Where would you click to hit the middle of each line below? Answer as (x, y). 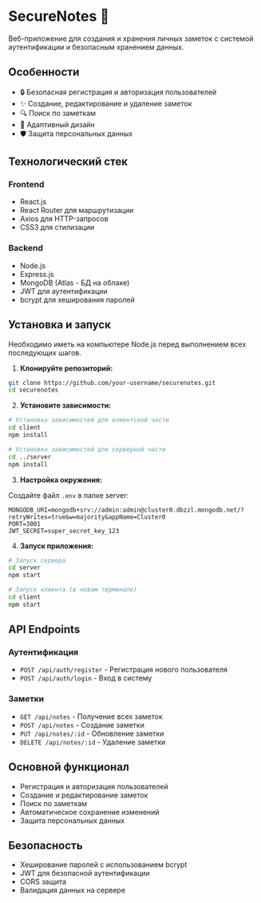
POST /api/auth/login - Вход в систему (86, 678)
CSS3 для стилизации (57, 227)
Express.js (37, 274)
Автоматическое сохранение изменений (89, 812)
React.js (33, 202)
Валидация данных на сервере (73, 890)
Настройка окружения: (61, 480)
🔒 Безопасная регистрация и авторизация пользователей (118, 92)
